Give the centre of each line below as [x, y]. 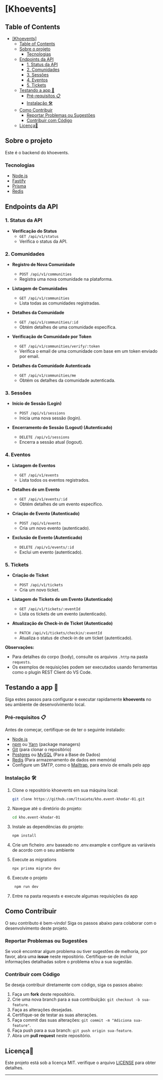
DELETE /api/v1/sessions [44, 437]
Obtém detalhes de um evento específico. [61, 504]
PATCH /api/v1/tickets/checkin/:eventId [61, 633]
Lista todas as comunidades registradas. [60, 303]
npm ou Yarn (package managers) [46, 744]
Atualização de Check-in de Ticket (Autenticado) [62, 623]
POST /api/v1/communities [45, 274]
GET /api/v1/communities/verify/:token [60, 346]
